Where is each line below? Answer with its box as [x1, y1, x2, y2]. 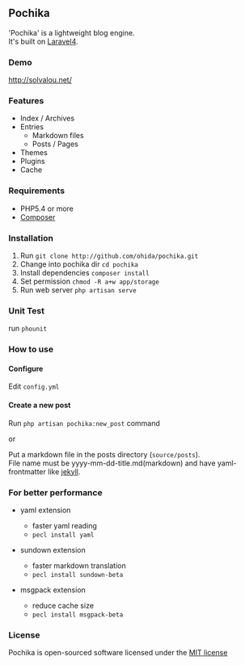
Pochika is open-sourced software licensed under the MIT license [8, 648, 228, 658]
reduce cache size [32, 600, 95, 610]
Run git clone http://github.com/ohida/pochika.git [19, 250, 199, 260]
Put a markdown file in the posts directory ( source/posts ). [8, 449, 201, 459]
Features [8, 95, 44, 107]
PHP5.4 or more [19, 204, 74, 213]
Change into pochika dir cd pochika [19, 259, 139, 269]
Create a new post [8, 400, 71, 410]
